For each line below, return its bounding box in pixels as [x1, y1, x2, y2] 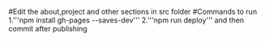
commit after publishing [8, 24, 88, 33]
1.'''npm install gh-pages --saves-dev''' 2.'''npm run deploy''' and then [8, 15, 245, 25]
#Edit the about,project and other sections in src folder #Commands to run [8, 7, 258, 16]
